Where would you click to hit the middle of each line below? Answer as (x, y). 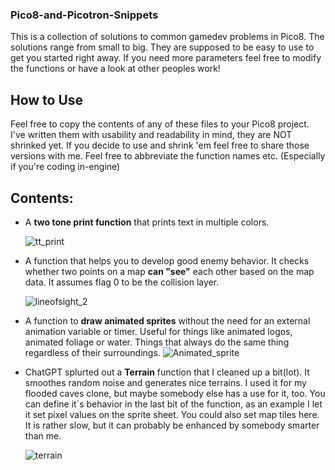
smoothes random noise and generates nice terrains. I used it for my (165, 382)
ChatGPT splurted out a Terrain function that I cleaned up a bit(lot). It (167, 372)
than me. (43, 435)
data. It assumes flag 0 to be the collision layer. (122, 282)
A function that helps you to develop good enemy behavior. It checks (167, 260)
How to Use (47, 99)
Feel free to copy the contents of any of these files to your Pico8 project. (160, 124)
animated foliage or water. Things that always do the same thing (157, 342)
